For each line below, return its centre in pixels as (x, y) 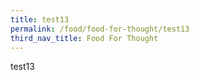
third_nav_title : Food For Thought (84, 38)
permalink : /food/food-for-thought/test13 (100, 29)
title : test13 (40, 19)
